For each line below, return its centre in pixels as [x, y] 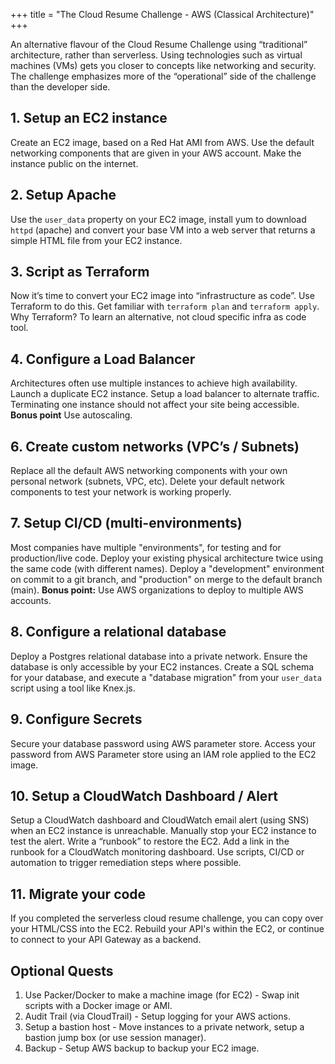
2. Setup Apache [63, 195]
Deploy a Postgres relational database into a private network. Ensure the [159, 656]
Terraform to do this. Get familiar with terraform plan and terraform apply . [165, 306]
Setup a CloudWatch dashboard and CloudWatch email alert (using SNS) [160, 820]
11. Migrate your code [78, 894]
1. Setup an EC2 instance [89, 118]
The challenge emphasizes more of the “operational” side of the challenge [163, 76]
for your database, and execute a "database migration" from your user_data [166, 677]
